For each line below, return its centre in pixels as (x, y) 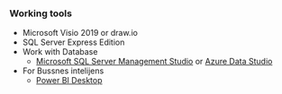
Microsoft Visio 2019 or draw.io (80, 33)
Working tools (41, 13)
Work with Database (60, 52)
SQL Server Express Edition (73, 42)
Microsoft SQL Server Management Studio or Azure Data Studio (154, 62)
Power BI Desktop (69, 81)
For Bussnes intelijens (63, 71)
